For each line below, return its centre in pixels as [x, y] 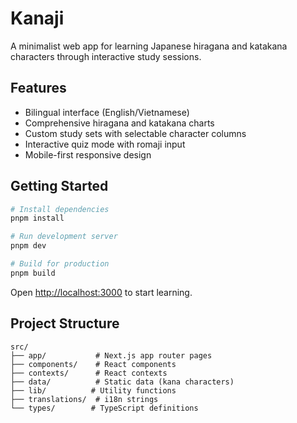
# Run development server [64, 237]
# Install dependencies [60, 209]
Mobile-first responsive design [88, 154]
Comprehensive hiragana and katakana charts [119, 123]
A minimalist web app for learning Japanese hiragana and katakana [149, 46]
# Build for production [60, 264]
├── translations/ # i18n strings [84, 399]
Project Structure [65, 323]
